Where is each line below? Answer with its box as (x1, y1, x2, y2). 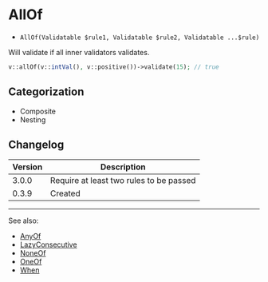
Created (50, 188, 81, 199)
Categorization (8, 85, 85, 99)
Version (12, 161, 43, 173)
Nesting (19, 114, 46, 125)
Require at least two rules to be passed (50, 175, 196, 186)
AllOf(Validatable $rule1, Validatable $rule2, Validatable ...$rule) (19, 34, 260, 42)
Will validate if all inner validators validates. (8, 47, 150, 57)
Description (100, 161, 146, 173)
